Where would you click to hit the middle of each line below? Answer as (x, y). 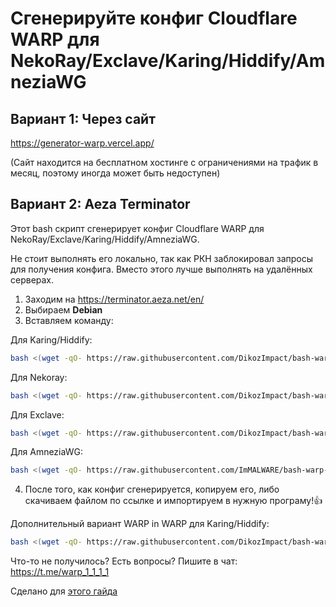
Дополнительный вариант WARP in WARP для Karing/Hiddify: (140, 524)
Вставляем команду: (69, 320)
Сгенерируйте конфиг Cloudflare (154, 18)
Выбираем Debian (63, 309)
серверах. (32, 279)
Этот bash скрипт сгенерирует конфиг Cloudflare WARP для (137, 228)
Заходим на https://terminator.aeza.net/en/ (114, 299)
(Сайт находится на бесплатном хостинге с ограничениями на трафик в (164, 162)
